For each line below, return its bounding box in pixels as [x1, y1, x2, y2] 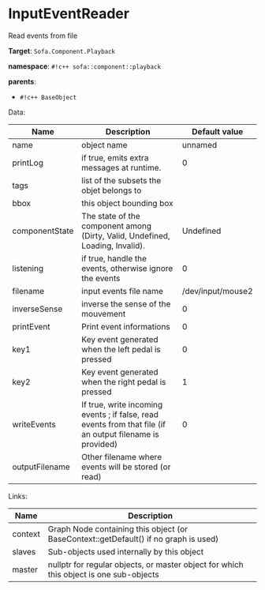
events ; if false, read [81, 408, 159, 419]
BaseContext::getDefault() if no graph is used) [47, 533, 219, 544]
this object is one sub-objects [47, 569, 159, 580]
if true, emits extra [81, 152, 149, 163]
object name [81, 139, 128, 150]
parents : [8, 77, 37, 86]
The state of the [81, 210, 140, 221]
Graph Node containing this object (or [47, 523, 188, 534]
